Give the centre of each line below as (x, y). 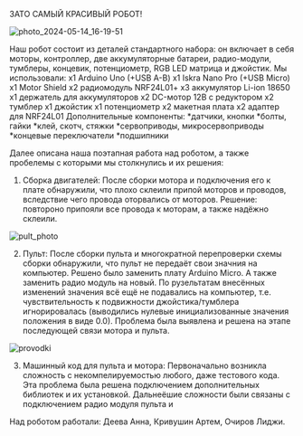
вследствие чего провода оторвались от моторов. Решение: (140, 199)
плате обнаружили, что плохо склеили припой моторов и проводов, (154, 190)
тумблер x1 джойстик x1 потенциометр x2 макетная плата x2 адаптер (145, 107)
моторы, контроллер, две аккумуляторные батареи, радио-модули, (141, 58)
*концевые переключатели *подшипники (89, 135)
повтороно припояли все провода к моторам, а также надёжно (146, 209)
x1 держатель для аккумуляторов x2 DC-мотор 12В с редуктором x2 (142, 97)
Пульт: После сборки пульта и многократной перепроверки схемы (152, 254)
